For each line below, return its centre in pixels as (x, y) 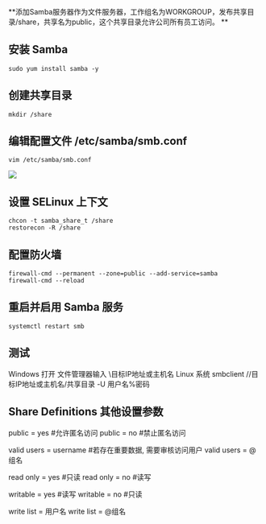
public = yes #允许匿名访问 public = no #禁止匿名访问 (98, 432)
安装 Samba (38, 50)
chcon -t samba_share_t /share (61, 221)
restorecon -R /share (45, 228)
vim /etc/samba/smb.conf (50, 160)
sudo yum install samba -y (54, 68)
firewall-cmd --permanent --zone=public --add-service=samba (113, 274)
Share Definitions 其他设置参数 (86, 412)
